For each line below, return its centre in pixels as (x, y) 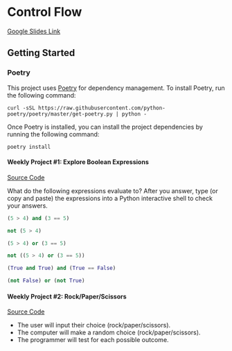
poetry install (29, 147)
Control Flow (45, 12)
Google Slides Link (34, 31)
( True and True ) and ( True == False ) (62, 268)
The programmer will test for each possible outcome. (93, 340)
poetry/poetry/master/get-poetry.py (60, 114)
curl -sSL (21, 108)
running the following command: (53, 134)
